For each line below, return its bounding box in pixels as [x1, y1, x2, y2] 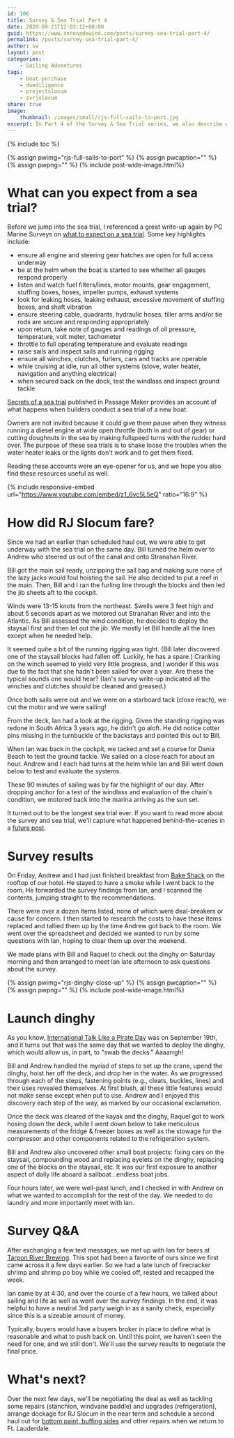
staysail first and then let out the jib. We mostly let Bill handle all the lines [7, 624, 216, 633]
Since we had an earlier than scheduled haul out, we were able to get [7, 538, 206, 546]
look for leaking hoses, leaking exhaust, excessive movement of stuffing [17, 296, 225, 304]
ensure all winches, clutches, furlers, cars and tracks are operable [17, 355, 208, 363]
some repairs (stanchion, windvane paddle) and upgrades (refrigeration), [7, 1402, 217, 1411]
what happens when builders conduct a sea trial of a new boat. [7, 405, 188, 414]
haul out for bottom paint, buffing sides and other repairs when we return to [7, 1417, 224, 1425]
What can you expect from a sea [7, 185, 198, 201]
